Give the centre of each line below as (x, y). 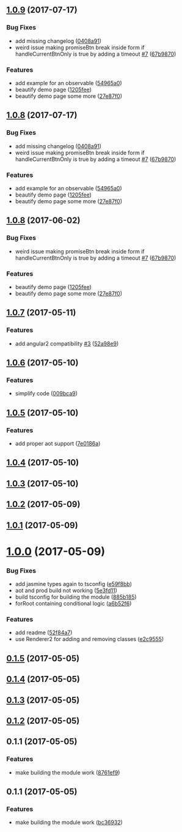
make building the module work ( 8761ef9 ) (67, 772)
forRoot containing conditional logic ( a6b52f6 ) (73, 604)
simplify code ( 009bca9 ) (46, 394)
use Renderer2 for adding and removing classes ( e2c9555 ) (89, 639)
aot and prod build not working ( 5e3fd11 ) (66, 591)
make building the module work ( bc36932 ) (69, 822)
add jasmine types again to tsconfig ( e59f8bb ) (74, 584)
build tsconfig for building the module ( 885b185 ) (76, 597)
